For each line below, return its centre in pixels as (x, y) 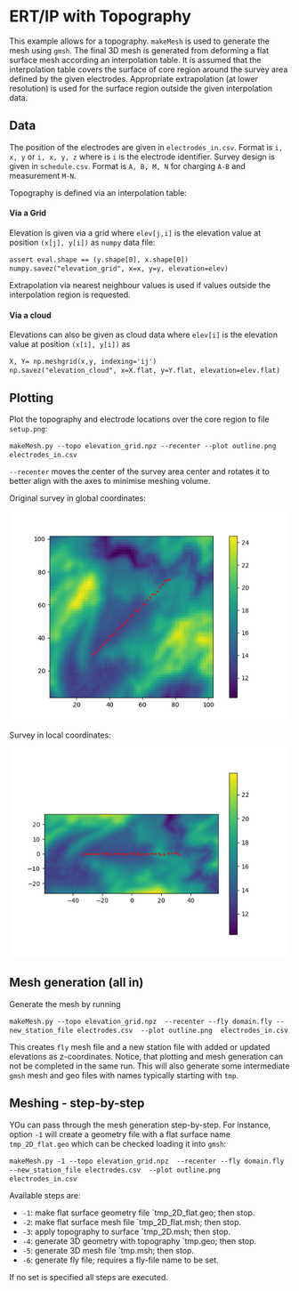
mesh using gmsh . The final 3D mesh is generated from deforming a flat (139, 50)
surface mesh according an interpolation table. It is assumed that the (135, 60)
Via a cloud (30, 315)
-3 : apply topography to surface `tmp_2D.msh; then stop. (126, 1231)
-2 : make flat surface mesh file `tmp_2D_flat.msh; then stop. (132, 1222)
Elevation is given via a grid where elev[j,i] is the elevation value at (135, 232)
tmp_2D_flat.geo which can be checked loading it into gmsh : (118, 1143)
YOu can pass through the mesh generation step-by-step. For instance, (140, 1125)
